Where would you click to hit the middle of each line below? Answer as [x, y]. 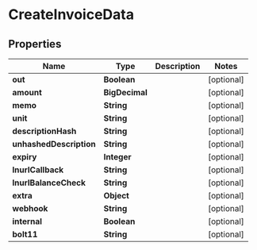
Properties [35, 44]
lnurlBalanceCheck [49, 183]
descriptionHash [44, 131]
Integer [117, 157]
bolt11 [25, 234]
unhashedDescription [54, 144]
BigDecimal [126, 92]
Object [116, 196]
